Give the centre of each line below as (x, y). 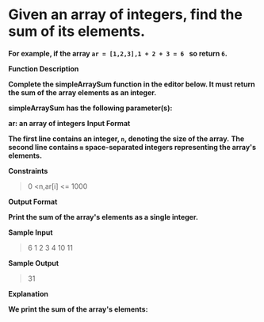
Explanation (29, 293)
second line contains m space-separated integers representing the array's (132, 147)
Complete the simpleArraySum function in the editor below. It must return (132, 84)
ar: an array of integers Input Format (69, 123)
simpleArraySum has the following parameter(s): (90, 108)
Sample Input (31, 232)
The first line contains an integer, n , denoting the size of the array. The (126, 138)
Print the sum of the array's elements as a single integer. (103, 217)
